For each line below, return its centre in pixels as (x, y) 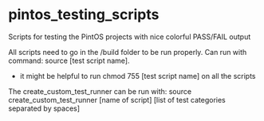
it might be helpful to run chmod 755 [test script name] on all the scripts (138, 76)
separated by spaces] (44, 108)
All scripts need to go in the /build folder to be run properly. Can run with (128, 52)
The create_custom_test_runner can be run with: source (100, 91)
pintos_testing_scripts (84, 15)
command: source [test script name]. (69, 60)
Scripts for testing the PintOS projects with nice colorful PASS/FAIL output (130, 37)
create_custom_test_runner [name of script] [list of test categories (117, 100)
